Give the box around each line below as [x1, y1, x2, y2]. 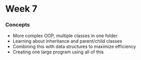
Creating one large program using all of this [12, 49, 104, 55]
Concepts [5, 21, 31, 28]
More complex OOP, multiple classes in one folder [12, 33, 118, 39]
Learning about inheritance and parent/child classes [12, 38, 122, 44]
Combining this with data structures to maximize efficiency [12, 44, 136, 50]
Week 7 [5, 3, 38, 15]
